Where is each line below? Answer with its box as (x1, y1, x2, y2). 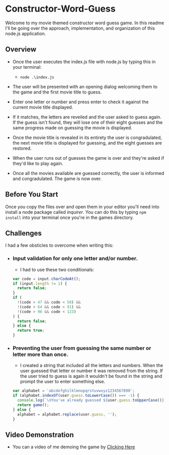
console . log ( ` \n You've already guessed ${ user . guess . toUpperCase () (17, 398, 162, 403)
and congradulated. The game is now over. (12, 175, 102, 181)
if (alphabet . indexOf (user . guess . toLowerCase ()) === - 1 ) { (12, 393, 140, 398)
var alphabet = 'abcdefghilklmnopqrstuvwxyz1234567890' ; (12, 388, 135, 393)
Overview (5, 45, 37, 54)
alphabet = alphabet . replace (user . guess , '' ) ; (17, 412, 117, 417)
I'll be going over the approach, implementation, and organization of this (5, 25, 155, 31)
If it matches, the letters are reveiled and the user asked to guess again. (12, 114, 161, 120)
